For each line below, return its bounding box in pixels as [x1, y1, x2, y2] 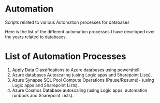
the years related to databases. [5, 34, 67, 40]
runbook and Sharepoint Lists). [12, 92, 74, 98]
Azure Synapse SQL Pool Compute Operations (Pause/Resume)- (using [12, 77, 155, 83]
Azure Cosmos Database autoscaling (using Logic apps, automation [12, 87, 147, 93]
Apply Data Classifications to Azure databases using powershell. [12, 67, 141, 73]
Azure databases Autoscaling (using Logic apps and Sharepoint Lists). [12, 72, 152, 78]
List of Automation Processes [5, 51, 127, 62]
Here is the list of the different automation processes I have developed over [5, 29, 155, 34]
